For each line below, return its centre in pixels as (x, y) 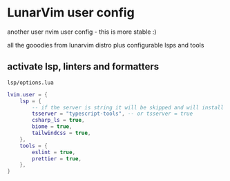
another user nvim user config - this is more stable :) (82, 32)
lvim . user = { (28, 94)
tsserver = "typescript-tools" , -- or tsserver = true (113, 114)
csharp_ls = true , (58, 120)
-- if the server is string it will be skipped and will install (128, 107)
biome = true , (52, 127)
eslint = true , (54, 152)
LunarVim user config (71, 13)
